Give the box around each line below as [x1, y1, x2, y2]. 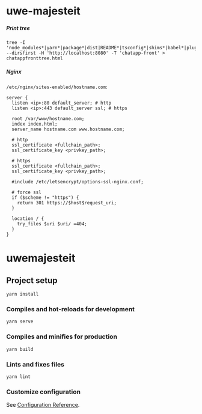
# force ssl [11, 189, 42, 196]
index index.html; [11, 121, 58, 127]
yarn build [6, 346, 34, 352]
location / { [11, 216, 44, 222]
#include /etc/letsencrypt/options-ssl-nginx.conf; [11, 179, 144, 185]
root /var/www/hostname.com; [11, 116, 85, 122]
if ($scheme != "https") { [11, 195, 79, 201]
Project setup [6, 275, 58, 285]
